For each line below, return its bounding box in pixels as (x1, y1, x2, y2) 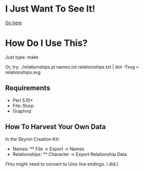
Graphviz (12, 108, 32, 114)
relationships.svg (5, 69, 41, 75)
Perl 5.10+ (12, 97, 34, 103)
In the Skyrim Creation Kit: (5, 136, 60, 142)
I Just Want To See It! (5, 3, 96, 15)
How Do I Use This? (5, 37, 88, 49)
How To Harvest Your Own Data (5, 123, 106, 131)
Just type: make (5, 54, 39, 60)
